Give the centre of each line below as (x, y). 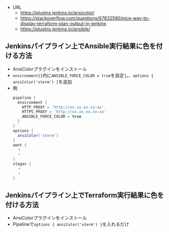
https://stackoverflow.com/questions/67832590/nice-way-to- (85, 18)
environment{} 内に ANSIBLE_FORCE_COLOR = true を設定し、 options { (83, 75)
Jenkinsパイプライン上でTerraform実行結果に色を (85, 195)
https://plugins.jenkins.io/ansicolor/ (57, 13)
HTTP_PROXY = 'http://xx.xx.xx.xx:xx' (63, 107)
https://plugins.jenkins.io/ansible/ (55, 29)
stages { (22, 164)
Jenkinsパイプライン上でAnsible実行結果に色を (81, 46)
